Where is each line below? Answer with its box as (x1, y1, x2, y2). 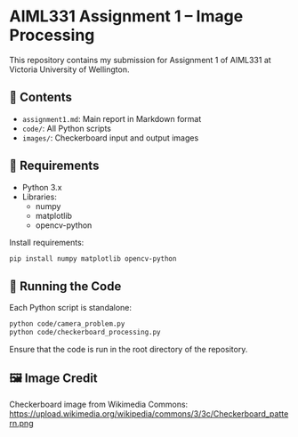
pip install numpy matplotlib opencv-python (9, 254, 177, 263)
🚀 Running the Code (9, 279, 122, 294)
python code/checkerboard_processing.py (9, 328, 162, 337)
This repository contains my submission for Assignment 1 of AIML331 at (9, 54, 271, 65)
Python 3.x (21, 182, 62, 192)
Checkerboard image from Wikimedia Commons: (9, 399, 189, 409)
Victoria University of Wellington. (9, 64, 130, 75)
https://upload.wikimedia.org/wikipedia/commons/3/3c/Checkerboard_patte (9, 408, 289, 419)
